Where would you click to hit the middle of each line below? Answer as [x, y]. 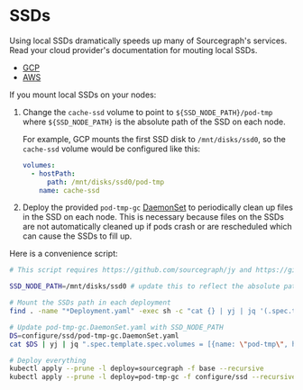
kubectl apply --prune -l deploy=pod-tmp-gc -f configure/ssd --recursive [153, 377]
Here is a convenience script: [64, 254]
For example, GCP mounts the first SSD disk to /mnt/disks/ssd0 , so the [154, 139]
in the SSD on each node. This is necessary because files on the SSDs [153, 217]
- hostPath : [53, 173]
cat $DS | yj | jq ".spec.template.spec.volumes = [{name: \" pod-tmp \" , [149, 344]
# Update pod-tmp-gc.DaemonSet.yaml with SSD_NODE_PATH [116, 327]
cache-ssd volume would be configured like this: [111, 149]
